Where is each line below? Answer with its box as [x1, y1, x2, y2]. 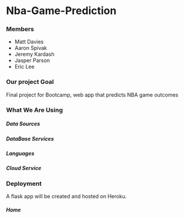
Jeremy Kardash [14, 51, 54, 58]
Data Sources [6, 120, 40, 127]
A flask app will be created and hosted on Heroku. [6, 193, 127, 200]
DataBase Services [6, 135, 54, 142]
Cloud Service [6, 165, 42, 172]
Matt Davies [14, 38, 44, 45]
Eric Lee [14, 63, 35, 70]
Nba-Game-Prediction [6, 4, 117, 18]
